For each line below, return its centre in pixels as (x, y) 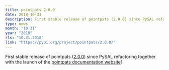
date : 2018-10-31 (23, 14)
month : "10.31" (21, 28)
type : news (17, 24)
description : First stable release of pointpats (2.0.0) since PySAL (80, 19)
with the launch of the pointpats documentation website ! (64, 62)
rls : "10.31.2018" (24, 38)
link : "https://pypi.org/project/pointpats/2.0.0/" (60, 42)
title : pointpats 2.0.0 (30, 10)
